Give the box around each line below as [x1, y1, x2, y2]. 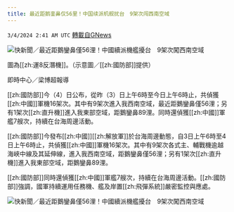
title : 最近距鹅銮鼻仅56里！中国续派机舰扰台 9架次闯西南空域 [7, 10, 170, 18]
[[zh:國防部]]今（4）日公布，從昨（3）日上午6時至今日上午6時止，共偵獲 [7, 90, 219, 99]
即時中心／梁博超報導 [7, 75, 69, 84]
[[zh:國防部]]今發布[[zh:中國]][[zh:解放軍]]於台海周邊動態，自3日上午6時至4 [7, 132, 226, 140]
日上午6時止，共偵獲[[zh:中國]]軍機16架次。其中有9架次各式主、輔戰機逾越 [7, 140, 224, 149]
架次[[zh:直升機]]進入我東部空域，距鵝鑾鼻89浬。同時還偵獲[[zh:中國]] [15, 108, 219, 116]
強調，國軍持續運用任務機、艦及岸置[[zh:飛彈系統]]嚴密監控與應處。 [18, 182, 214, 190]
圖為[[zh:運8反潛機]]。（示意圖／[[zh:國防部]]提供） [7, 61, 155, 69]
